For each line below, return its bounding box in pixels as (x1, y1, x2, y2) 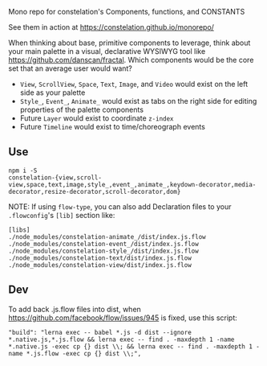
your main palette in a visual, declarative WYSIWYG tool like (8, 47, 206, 56)
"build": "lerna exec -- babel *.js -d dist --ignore (8, 328, 192, 336)
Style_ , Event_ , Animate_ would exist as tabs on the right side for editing (19, 97, 257, 105)
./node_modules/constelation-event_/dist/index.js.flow (8, 240, 199, 248)
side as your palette (19, 88, 86, 97)
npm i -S (8, 167, 38, 175)
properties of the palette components (19, 105, 144, 114)
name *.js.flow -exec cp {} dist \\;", (8, 349, 142, 357)
